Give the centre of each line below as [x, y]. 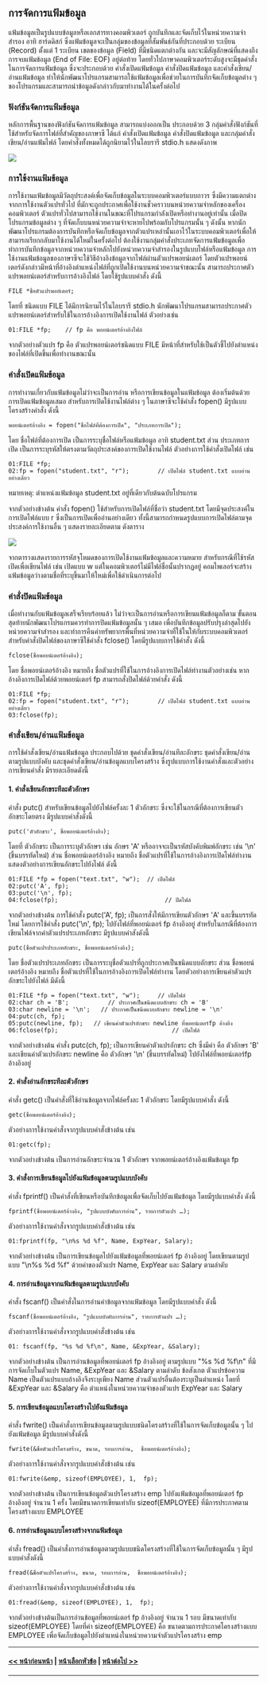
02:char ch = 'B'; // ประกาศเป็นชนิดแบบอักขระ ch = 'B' [108, 1002]
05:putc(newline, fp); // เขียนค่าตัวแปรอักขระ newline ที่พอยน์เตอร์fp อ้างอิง [120, 1023]
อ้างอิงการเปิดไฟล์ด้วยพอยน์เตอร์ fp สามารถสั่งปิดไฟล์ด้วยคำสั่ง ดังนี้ [95, 679]
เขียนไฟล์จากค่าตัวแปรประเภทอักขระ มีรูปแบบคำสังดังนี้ [79, 932]
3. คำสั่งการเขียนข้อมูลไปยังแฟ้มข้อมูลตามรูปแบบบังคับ [78, 1178]
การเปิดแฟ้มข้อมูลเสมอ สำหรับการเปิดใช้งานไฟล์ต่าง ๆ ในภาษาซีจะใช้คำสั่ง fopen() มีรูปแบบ [128, 401]
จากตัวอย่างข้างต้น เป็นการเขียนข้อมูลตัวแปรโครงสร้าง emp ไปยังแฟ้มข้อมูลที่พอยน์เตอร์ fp [126, 1494]
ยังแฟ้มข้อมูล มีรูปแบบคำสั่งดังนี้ [48, 1434]
